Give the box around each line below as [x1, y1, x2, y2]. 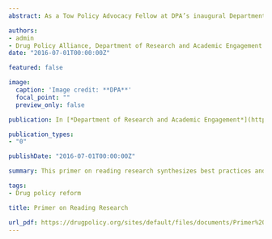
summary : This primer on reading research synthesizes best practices [8, 167, 252, 175]
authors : [8, 26, 38, 35]
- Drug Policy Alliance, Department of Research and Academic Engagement [8, 41, 263, 49]
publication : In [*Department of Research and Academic [8, 115, 201, 124]
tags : [8, 181, 27, 190]
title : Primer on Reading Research [8, 203, 129, 211]
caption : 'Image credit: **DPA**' [15, 86, 132, 94]
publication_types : [8, 130, 74, 139]
